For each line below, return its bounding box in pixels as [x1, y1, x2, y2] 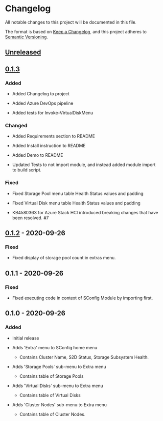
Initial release [12, 335, 39, 341]
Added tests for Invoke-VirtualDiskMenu [12, 110, 93, 116]
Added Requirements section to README [12, 133, 95, 139]
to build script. [12, 167, 42, 173]
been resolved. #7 [12, 215, 49, 221]
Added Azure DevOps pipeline [12, 100, 73, 106]
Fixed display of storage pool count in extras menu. [12, 255, 116, 261]
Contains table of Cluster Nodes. [19, 411, 86, 417]
